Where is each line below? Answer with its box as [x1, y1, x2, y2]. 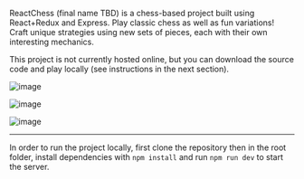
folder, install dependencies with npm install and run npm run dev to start [9, 152, 283, 162]
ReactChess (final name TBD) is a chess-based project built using [9, 8, 255, 18]
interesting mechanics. [9, 36, 95, 47]
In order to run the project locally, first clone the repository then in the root [9, 142, 287, 153]
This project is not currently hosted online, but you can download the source [9, 54, 294, 64]
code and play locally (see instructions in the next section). [9, 63, 229, 74]
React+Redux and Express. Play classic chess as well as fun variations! [9, 17, 274, 28]
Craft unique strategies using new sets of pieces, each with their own [9, 27, 269, 37]
